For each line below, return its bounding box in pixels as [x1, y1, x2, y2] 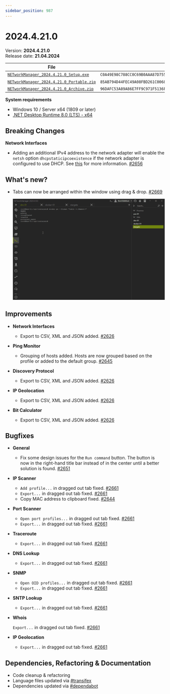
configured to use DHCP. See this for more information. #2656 [12, 161, 143, 167]
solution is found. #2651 [20, 466, 70, 472]
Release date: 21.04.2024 [5, 53, 60, 59]
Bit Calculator [12, 407, 42, 413]
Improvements [5, 310, 52, 319]
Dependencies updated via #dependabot [12, 683, 99, 689]
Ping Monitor [12, 342, 40, 349]
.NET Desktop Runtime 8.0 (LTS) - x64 [12, 112, 93, 118]
